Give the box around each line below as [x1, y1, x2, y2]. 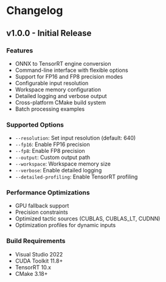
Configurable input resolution [15, 79, 89, 86]
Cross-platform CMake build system [15, 99, 106, 106]
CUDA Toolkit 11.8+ [15, 257, 63, 264]
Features [6, 46, 33, 55]
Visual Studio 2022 [15, 250, 63, 258]
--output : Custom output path [15, 153, 91, 161]
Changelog [6, 4, 63, 18]
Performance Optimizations [6, 188, 90, 197]
